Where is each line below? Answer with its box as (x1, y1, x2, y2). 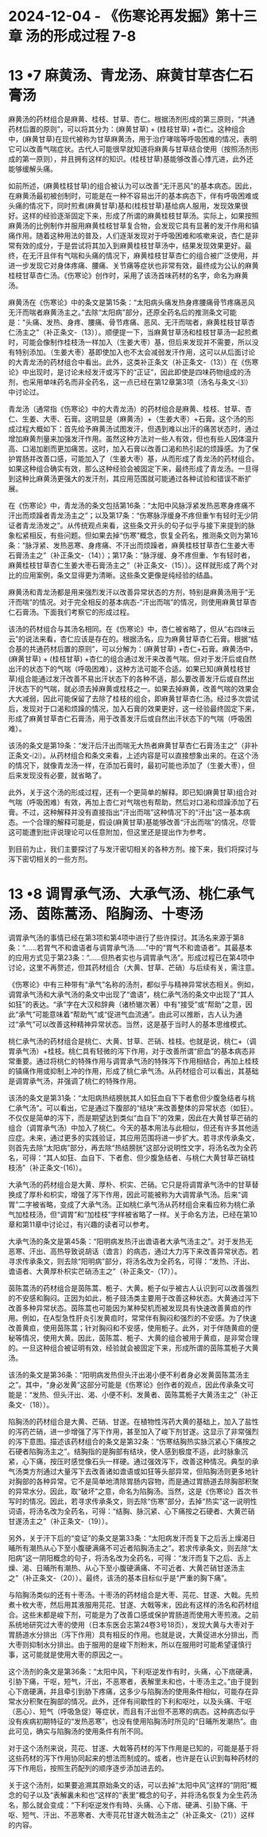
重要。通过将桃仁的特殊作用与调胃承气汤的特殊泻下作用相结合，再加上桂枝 (14, 1056, 259, 1066)
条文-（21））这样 (199, 1810, 255, 1820)
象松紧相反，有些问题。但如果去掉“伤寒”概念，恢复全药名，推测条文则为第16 (8, 531, 258, 540)
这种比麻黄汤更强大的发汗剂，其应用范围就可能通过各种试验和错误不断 (14, 474, 245, 484)
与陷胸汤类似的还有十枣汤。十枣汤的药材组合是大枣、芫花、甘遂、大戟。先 (8, 1590, 252, 1600)
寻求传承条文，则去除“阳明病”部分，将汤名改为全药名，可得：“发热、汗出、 (8, 1256, 254, 1267)
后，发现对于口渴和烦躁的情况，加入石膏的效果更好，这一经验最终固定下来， (8, 704, 259, 714)
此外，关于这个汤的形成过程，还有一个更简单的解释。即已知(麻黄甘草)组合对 (8, 788, 257, 797)
